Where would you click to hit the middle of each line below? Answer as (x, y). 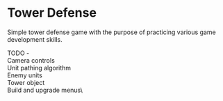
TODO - (18, 53)
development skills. (35, 39)
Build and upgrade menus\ (45, 90)
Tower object (26, 82)
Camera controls (31, 60)
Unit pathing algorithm (39, 68)
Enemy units (25, 75)
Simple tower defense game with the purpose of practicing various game (112, 32)
